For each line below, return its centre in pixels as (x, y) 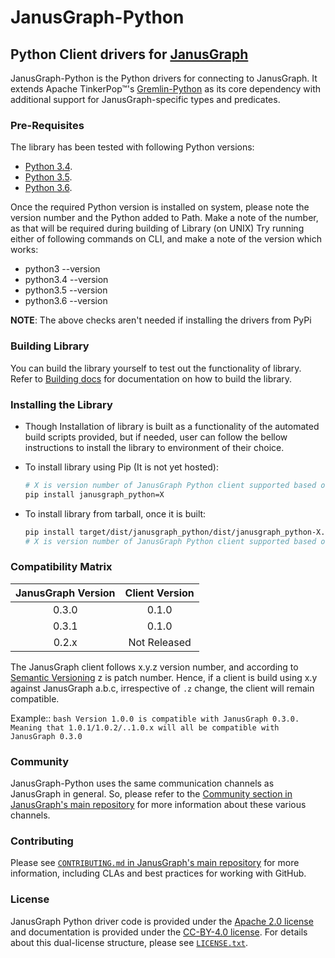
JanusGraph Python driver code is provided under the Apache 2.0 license (162, 921)
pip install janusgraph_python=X (94, 494)
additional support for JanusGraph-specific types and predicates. (145, 99)
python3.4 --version (66, 280)
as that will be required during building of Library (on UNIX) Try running (157, 228)
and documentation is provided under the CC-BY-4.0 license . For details (159, 932)
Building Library (50, 346)
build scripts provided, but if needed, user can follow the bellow (156, 437)
